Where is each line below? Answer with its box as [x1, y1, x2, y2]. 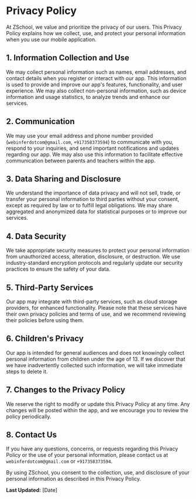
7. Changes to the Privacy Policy [6, 385, 126, 395]
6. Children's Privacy [6, 334, 84, 344]
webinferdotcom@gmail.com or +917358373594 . [6, 458, 113, 465]
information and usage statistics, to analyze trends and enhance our [6, 93, 170, 100]
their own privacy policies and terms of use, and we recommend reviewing [6, 310, 186, 317]
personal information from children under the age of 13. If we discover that [6, 356, 185, 363]
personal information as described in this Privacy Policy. [6, 476, 142, 483]
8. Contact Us [6, 430, 57, 440]
